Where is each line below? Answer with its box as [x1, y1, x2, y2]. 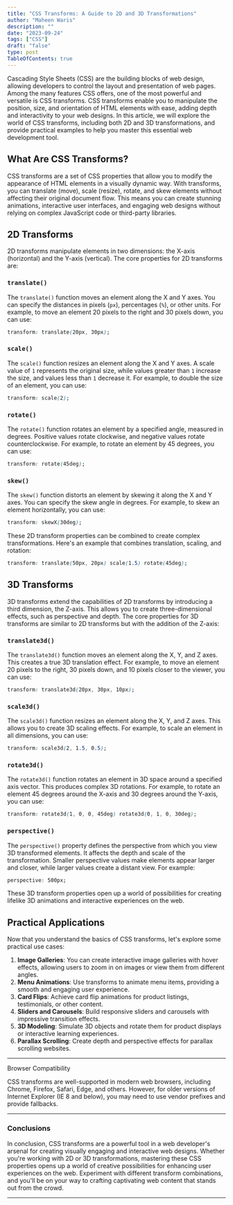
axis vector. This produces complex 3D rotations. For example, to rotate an [7, 783, 221, 791]
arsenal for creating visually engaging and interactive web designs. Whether [7, 1147, 225, 1155]
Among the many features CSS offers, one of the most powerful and [7, 89, 202, 97]
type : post [7, 49, 39, 56]
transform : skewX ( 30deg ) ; [7, 519, 82, 526]
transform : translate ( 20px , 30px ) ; [7, 329, 110, 336]
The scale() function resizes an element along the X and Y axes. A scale [7, 358, 215, 367]
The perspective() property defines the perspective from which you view [7, 841, 218, 849]
